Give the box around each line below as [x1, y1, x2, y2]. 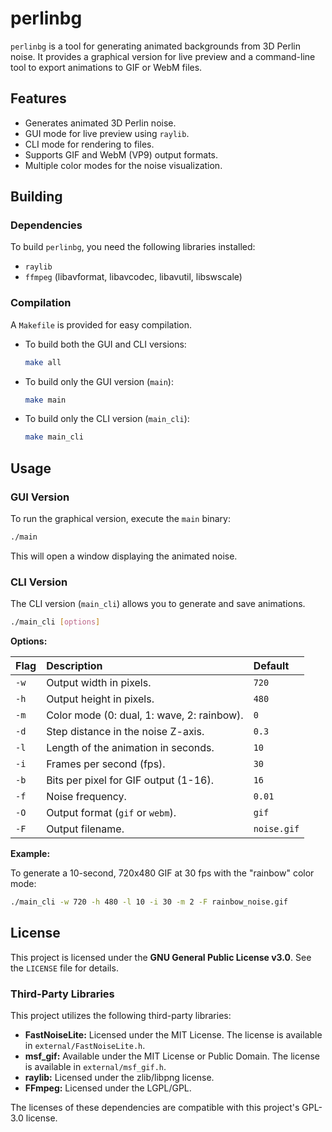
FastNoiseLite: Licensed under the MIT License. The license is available [24, 1029, 323, 1041]
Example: [10, 848, 51, 860]
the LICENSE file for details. [10, 962, 119, 974]
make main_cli [24, 432, 84, 442]
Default [253, 659, 290, 673]
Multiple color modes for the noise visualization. [24, 159, 223, 171]
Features [10, 90, 67, 107]
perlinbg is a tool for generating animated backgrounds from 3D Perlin [10, 40, 301, 52]
